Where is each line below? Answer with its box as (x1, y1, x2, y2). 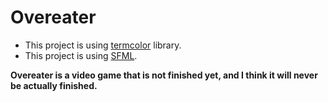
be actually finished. (10, 79, 98, 91)
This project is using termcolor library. (24, 39, 182, 51)
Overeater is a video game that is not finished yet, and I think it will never (10, 69, 318, 81)
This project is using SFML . (24, 49, 138, 61)
